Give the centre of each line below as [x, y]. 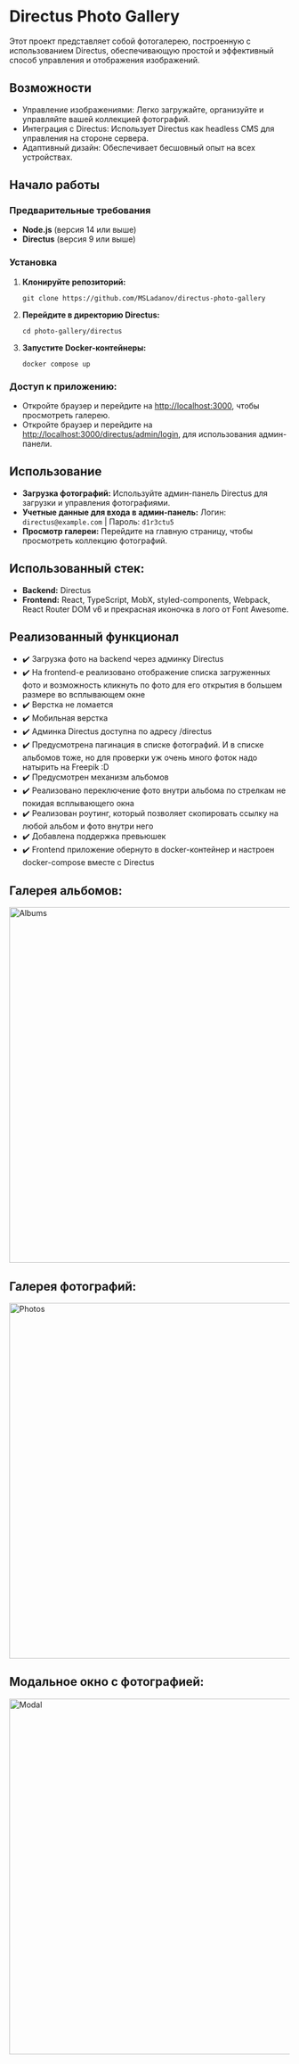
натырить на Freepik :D [65, 767]
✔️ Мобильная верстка [65, 718]
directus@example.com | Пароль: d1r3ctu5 [98, 521]
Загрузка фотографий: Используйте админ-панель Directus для [145, 493]
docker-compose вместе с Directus [88, 863]
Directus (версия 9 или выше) [79, 239]
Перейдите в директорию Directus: [91, 315]
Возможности [50, 88]
